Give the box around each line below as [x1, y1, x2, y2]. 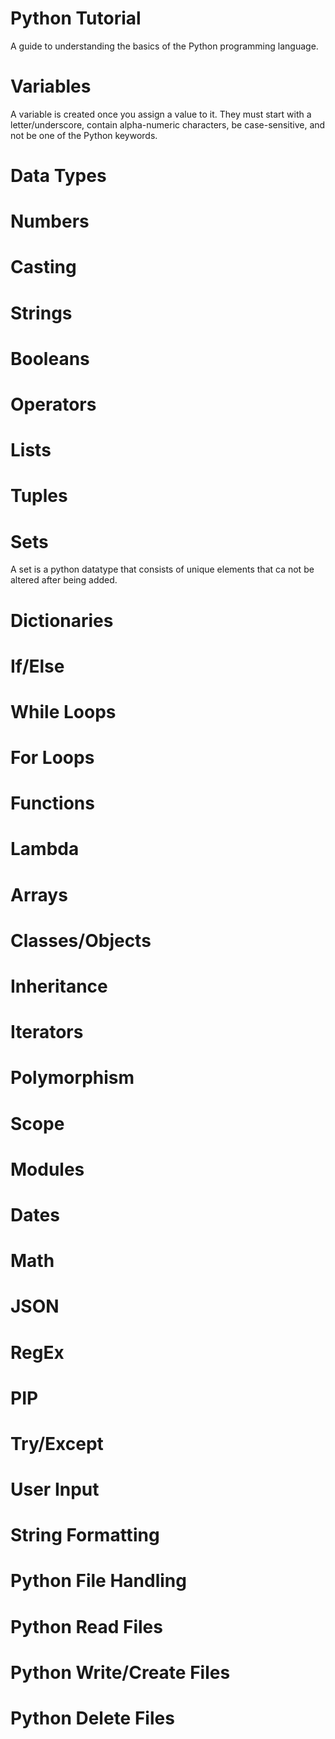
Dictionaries [10, 609, 114, 632]
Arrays [10, 883, 68, 906]
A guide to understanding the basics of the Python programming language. [10, 40, 319, 52]
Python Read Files [10, 1615, 163, 1638]
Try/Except [10, 1432, 104, 1455]
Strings [10, 302, 73, 324]
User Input [10, 1478, 100, 1501]
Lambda [10, 838, 80, 861]
